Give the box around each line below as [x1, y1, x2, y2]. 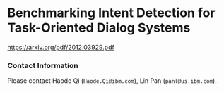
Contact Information [7, 60, 79, 70]
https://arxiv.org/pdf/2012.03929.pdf [7, 43, 114, 51]
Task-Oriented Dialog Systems [7, 20, 191, 36]
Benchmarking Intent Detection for [7, 5, 216, 21]
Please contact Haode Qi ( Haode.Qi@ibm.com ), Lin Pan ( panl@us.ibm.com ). [7, 77, 217, 85]
